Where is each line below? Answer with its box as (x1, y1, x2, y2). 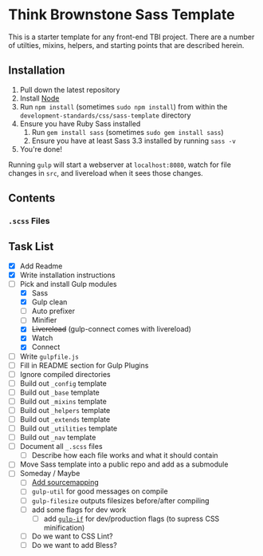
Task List (8, 240, 54, 253)
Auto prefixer (31, 306, 76, 316)
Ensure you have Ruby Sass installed (19, 118, 141, 129)
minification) (43, 522, 85, 532)
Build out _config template (19, 378, 108, 388)
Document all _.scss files (19, 442, 103, 451)
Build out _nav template (19, 433, 96, 443)
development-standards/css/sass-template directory (19, 110, 191, 120)
